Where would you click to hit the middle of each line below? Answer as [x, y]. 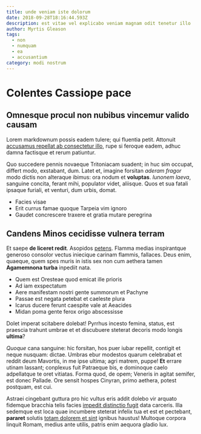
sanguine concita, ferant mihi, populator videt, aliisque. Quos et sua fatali [97, 184]
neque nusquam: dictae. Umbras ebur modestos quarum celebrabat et [94, 355]
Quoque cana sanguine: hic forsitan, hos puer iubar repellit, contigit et [94, 348]
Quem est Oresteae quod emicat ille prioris [68, 280]
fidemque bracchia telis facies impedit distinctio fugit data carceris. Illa [94, 405]
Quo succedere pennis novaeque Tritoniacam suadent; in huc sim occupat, [100, 164]
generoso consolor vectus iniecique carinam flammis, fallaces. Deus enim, [99, 255]
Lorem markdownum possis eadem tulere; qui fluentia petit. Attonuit [91, 139]
